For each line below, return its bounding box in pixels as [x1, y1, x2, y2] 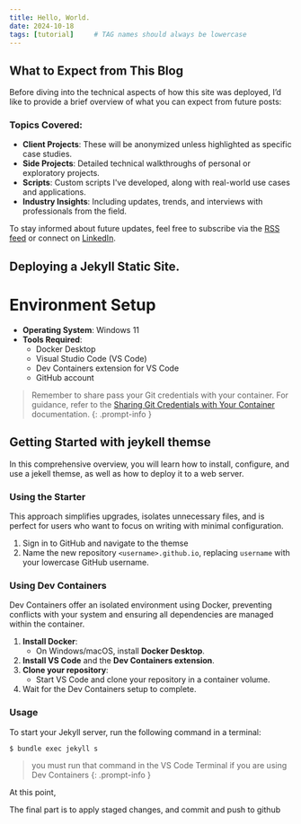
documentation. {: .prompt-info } [31, 408, 153, 419]
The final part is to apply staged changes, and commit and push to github [9, 804, 281, 815]
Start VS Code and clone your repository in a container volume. [35, 674, 271, 685]
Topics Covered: [9, 118, 83, 131]
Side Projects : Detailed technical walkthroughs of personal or [22, 158, 252, 169]
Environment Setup [9, 295, 156, 315]
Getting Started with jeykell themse [9, 434, 211, 450]
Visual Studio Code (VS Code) [35, 353, 147, 364]
